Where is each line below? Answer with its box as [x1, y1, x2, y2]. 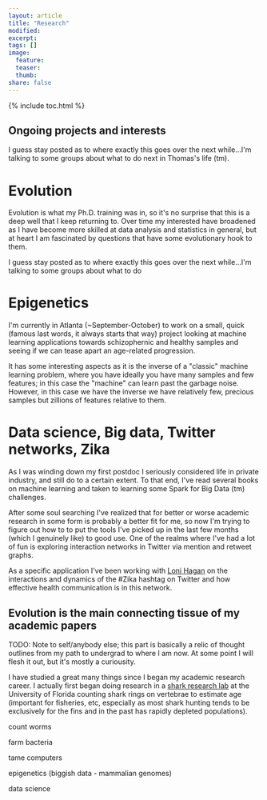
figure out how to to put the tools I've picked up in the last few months [8, 525, 239, 534]
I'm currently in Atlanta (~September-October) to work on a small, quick [8, 321, 245, 330]
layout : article [8, 11, 62, 20]
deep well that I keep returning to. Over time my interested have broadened [8, 217, 256, 226]
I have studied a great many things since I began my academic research [8, 672, 245, 682]
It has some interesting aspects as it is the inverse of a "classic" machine [8, 362, 249, 371]
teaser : [15, 64, 42, 72]
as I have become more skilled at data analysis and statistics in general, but [8, 225, 257, 234]
